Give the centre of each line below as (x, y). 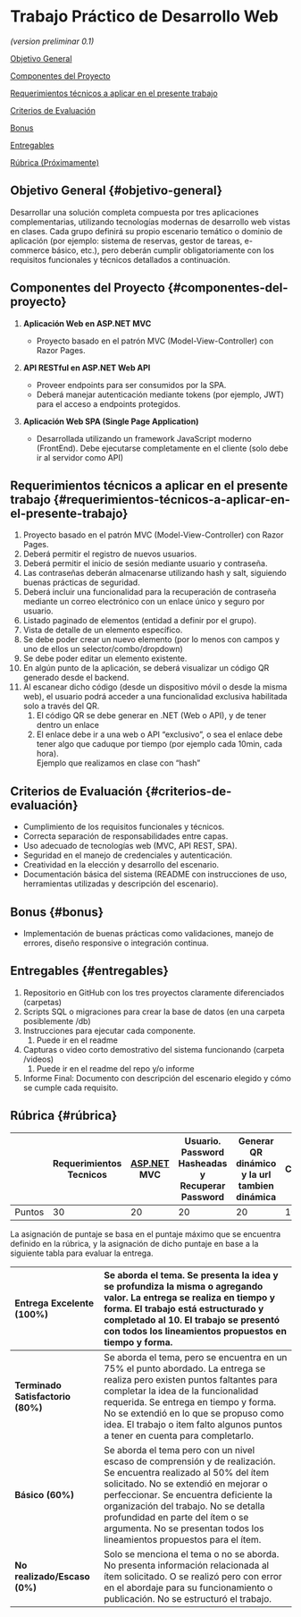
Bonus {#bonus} (57, 912)
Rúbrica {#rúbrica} (64, 1116)
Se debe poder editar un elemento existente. (105, 658)
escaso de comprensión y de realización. (189, 1461)
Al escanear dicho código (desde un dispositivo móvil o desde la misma (155, 687)
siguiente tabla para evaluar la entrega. (82, 1253)
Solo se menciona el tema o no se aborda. (191, 1554)
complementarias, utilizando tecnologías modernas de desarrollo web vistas (150, 222)
